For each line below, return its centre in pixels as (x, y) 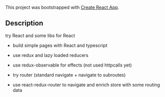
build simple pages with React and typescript (60, 45)
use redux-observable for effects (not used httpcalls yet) (72, 65)
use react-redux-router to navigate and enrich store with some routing (86, 85)
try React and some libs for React (40, 36)
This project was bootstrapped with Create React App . (62, 7)
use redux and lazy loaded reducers (50, 55)
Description (24, 23)
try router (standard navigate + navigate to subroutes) (69, 75)
